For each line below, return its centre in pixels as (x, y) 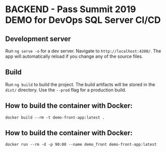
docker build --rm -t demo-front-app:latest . (55, 118)
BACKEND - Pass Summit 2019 (71, 9)
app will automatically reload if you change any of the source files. (74, 56)
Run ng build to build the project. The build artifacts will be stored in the (80, 84)
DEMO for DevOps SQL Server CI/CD (83, 20)
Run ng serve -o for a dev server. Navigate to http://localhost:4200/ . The (83, 51)
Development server (38, 39)
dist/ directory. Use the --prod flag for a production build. (66, 90)
